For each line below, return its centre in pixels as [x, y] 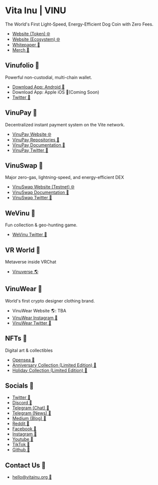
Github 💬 [21, 450]
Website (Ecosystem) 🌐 [36, 39]
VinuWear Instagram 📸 [35, 318]
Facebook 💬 [24, 429]
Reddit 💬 [21, 424]
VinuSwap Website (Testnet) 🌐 [43, 187]
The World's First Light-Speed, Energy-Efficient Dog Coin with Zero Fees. [79, 24]
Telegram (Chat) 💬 [31, 408]
